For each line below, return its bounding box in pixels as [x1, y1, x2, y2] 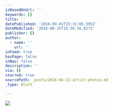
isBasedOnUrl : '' [5, 7, 41, 13]
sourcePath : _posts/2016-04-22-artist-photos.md [5, 77, 108, 82]
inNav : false [5, 59, 32, 64]
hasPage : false [5, 54, 37, 59]
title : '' [5, 17, 26, 22]
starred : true [5, 73, 35, 78]
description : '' [5, 63, 39, 68]
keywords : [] [5, 12, 32, 17]
